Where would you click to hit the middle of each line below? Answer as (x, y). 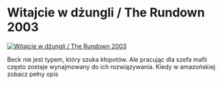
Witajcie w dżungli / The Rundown (106, 13)
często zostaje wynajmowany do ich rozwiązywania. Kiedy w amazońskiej (111, 66)
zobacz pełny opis (33, 74)
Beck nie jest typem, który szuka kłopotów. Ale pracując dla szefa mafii (107, 59)
